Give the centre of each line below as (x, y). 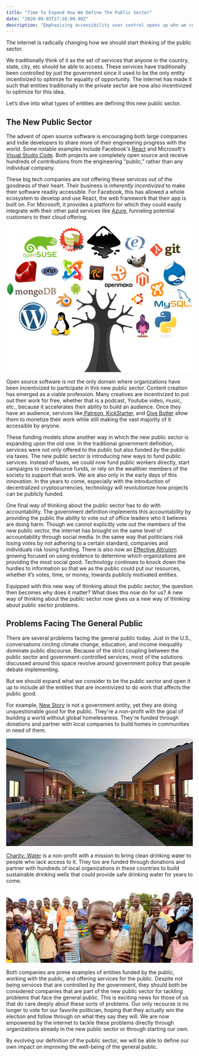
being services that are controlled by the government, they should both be (97, 985)
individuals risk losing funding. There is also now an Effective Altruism (92, 549)
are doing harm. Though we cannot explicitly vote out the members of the (96, 524)
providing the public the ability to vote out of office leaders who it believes (97, 518)
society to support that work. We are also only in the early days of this (92, 475)
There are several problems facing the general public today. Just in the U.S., (99, 638)
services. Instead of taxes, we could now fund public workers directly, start (98, 462)
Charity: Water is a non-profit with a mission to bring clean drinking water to (99, 856)
